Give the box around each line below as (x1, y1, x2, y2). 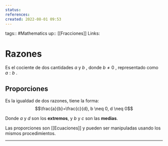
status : (5, 7, 21, 13)
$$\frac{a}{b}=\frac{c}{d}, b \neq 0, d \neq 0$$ (34, 106, 133, 112)
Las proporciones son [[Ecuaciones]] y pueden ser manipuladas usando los (5, 125, 161, 131)
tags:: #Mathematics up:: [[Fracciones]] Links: (5, 31, 100, 37)
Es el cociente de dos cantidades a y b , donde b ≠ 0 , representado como (5, 65, 158, 71)
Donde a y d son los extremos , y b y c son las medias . (5, 115, 118, 121)
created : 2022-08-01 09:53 (5, 17, 61, 22)
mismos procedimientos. (5, 130, 56, 136)
